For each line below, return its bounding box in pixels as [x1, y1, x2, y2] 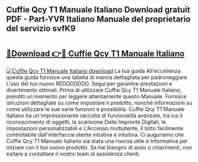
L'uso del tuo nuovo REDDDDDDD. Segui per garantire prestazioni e [6, 80, 172, 87]
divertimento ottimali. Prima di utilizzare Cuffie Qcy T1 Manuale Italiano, [6, 86, 182, 94]
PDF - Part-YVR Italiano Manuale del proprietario [6, 14, 191, 25]
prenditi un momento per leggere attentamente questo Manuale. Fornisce [6, 93, 187, 100]
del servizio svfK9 [6, 23, 76, 34]
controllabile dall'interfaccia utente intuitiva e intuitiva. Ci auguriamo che [6, 131, 184, 138]
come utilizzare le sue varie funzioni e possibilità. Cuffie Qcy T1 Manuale [6, 106, 185, 113]
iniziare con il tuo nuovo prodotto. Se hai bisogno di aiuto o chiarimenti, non [6, 144, 193, 151]
